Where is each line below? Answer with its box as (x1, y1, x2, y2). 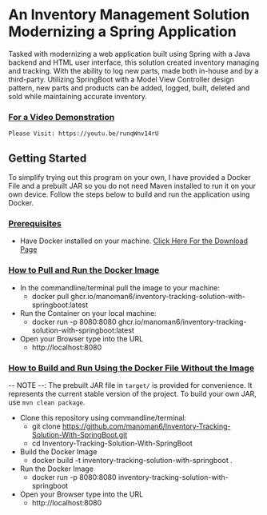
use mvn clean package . (8, 397, 86, 407)
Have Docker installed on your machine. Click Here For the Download (19, 236, 249, 246)
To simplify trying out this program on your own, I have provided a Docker (8, 173, 252, 182)
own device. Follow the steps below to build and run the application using (8, 190, 250, 199)
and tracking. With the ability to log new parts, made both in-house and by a (8, 66, 259, 75)
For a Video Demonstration (8, 111, 115, 122)
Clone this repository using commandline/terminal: (19, 413, 186, 422)
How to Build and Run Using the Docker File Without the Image (8, 362, 254, 373)
